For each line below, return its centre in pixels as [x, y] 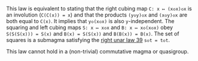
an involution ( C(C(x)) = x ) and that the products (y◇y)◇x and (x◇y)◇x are [97, 15]
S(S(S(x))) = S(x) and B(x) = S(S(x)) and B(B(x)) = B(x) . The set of [93, 34]
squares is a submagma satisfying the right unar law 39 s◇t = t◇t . [88, 40]
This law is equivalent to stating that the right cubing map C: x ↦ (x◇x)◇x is [99, 9]
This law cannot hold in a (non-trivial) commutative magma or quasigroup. [98, 52]
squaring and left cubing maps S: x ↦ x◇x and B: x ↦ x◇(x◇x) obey [90, 27]
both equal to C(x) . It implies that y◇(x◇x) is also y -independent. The [90, 21]
